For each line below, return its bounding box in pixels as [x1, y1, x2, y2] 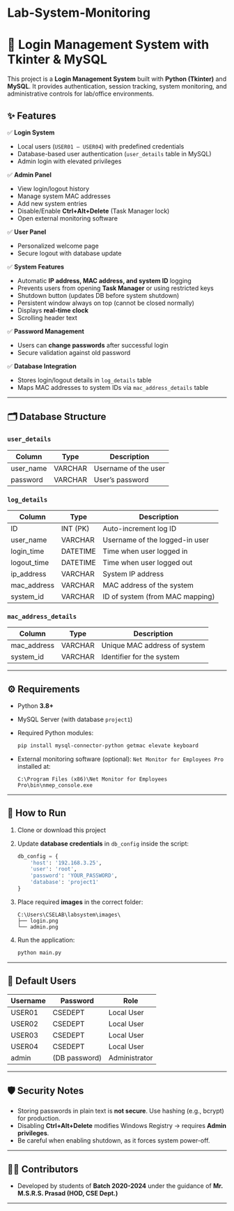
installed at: [17, 762, 51, 770]
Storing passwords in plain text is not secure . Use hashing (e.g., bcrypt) [17, 1107, 224, 1115]
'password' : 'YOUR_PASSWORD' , [30, 872, 118, 880]
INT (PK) [61, 523, 90, 533]
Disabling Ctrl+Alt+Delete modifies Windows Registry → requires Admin [17, 1122, 226, 1130]
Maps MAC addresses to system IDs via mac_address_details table [17, 383, 209, 391]
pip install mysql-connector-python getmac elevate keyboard [17, 742, 199, 749]
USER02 [10, 1018, 38, 1028]
